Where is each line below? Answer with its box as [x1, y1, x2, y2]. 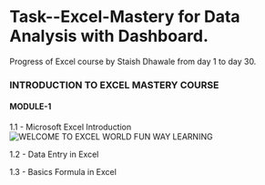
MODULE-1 [9, 101, 52, 112]
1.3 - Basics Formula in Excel [9, 167, 117, 178]
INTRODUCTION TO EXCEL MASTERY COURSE [9, 78, 219, 91]
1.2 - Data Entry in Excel [9, 149, 99, 160]
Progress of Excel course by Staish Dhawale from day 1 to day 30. [9, 56, 257, 67]
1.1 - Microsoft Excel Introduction [9, 121, 132, 133]
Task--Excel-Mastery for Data [9, 6, 240, 27]
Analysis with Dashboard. [9, 26, 209, 46]
